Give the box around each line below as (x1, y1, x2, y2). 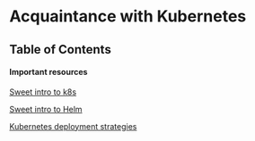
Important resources (9, 67, 88, 78)
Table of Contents (9, 42, 112, 57)
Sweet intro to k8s (9, 87, 77, 97)
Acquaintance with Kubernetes (9, 6, 247, 27)
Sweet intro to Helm (9, 104, 83, 114)
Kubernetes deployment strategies (9, 120, 137, 131)
